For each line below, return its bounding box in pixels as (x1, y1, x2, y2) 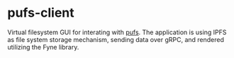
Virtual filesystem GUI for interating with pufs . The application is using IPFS (7, 28, 227, 36)
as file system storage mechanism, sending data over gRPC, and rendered (7, 35, 225, 43)
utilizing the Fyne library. (7, 43, 79, 51)
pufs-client (7, 5, 74, 21)
